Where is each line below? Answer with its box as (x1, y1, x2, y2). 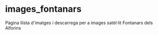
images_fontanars (5, 3, 82, 15)
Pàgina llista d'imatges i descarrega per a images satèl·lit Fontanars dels (5, 20, 153, 26)
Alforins (5, 25, 21, 31)
